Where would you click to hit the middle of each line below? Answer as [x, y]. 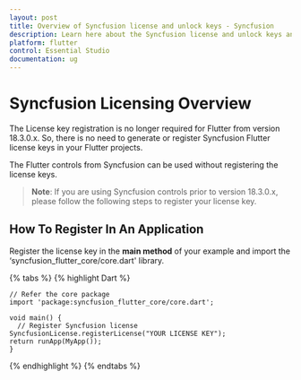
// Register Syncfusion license [78, 325]
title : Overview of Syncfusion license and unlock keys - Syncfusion [142, 26]
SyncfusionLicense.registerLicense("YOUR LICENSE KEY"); [118, 333]
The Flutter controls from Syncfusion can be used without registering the [144, 164]
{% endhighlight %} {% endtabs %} [75, 366]
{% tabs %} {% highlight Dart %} [70, 278]
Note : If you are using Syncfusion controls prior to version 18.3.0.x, [155, 191]
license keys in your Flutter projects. [76, 147]
